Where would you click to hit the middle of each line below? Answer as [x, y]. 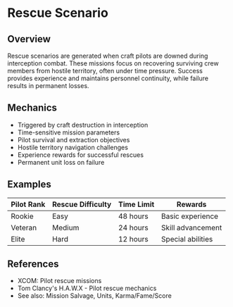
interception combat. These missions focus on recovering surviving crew [113, 63]
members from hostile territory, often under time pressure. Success [105, 71]
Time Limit [137, 204]
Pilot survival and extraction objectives [74, 139]
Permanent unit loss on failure [61, 162]
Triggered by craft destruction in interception [83, 125]
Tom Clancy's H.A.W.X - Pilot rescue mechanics [87, 288]
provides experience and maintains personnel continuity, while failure [108, 78]
